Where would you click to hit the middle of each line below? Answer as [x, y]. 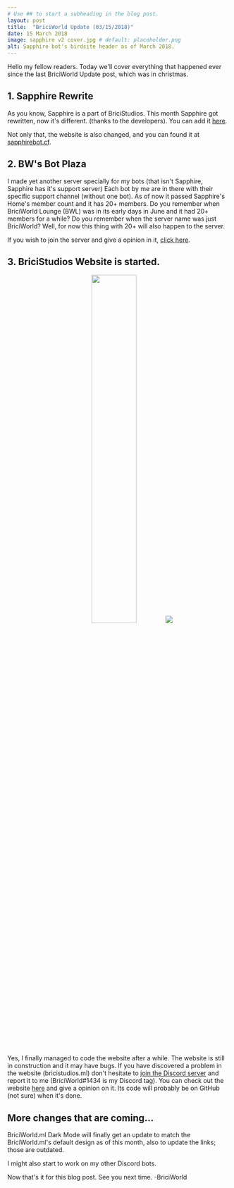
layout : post [26, 20]
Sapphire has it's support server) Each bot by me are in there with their [110, 188]
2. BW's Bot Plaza [47, 164]
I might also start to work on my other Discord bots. [82, 1163]
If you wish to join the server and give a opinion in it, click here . [99, 240]
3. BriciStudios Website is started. [84, 262]
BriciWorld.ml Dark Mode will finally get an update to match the [99, 1135]
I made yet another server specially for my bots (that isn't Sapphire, [105, 181]
